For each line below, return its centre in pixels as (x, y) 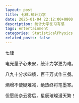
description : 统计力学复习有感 (35, 24)
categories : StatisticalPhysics (39, 33)
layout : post (19, 10)
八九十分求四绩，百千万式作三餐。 (41, 74)
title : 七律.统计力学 (26, 15)
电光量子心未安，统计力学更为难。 (41, 63)
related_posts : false (28, 38)
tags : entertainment (27, 29)
